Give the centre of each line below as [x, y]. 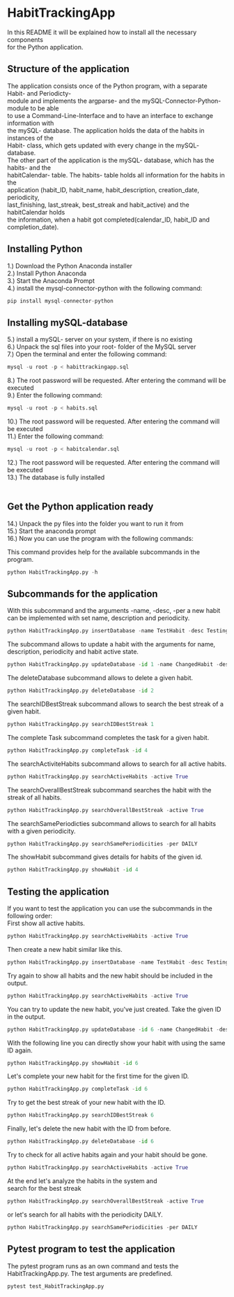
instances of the [30, 138]
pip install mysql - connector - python [60, 301]
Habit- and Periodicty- [39, 93]
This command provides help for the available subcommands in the [104, 552]
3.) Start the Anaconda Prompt [51, 280]
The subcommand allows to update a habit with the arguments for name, [111, 644]
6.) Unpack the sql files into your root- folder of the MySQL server [102, 347]
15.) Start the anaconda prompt [52, 531]
